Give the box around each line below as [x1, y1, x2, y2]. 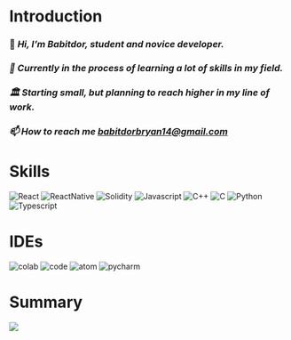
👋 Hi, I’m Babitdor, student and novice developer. [9, 38, 224, 51]
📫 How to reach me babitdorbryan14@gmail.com [9, 125, 228, 137]
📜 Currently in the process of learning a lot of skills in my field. [9, 62, 284, 75]
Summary [9, 292, 83, 312]
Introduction [9, 6, 103, 27]
